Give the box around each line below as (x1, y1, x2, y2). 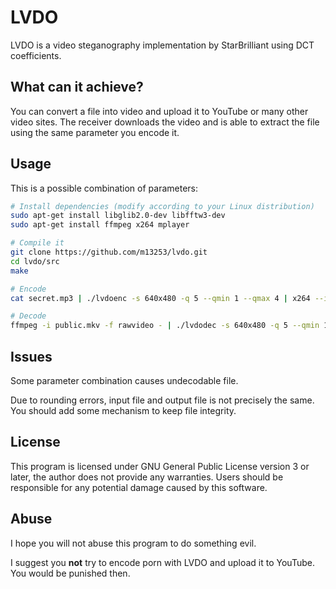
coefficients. (10, 49, 62, 61)
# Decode (10, 311, 47, 321)
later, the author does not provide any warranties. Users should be (10, 471, 284, 483)
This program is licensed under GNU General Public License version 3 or (10, 460, 310, 472)
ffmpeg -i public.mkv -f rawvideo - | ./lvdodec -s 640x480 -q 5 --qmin (10, 321, 320, 331)
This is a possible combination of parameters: (10, 182, 199, 194)
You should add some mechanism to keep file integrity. (10, 405, 237, 416)
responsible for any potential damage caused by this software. (10, 481, 268, 493)
